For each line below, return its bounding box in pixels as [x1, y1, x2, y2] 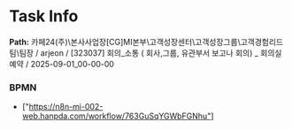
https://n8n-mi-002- [28, 102, 104, 112]
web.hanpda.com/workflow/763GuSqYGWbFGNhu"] [21, 111, 214, 121]
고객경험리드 [240, 36, 284, 47]
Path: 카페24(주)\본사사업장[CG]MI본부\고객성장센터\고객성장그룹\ [9, 36, 241, 47]
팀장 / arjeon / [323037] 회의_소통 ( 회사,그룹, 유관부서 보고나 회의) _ [19, 47, 259, 58]
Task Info [9, 6, 79, 27]
